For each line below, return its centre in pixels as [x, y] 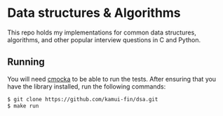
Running [26, 62]
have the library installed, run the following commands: [87, 86]
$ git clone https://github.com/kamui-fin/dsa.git [83, 99]
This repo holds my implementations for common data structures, [102, 32]
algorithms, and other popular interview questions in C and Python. [104, 39]
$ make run [23, 106]
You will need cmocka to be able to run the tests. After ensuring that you [111, 79]
